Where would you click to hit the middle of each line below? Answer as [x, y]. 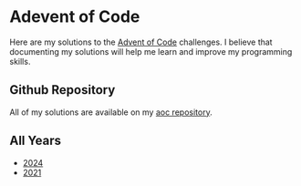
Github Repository [62, 90]
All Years [36, 141]
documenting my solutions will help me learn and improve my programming [151, 51]
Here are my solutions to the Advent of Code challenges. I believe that [141, 42]
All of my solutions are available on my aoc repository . [111, 112]
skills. [20, 61]
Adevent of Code [75, 17]
